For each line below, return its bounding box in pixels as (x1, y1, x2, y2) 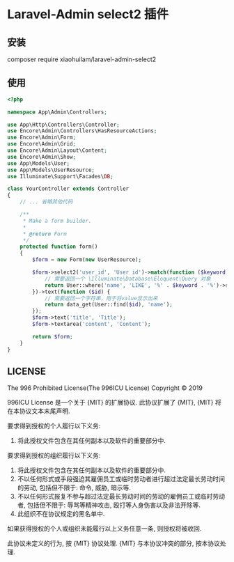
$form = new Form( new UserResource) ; (32, 256, 141, 263)
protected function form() (19, 243, 98, 251)
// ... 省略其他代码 (19, 198, 73, 205)
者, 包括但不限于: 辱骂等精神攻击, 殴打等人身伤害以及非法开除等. (17, 501, 201, 509)
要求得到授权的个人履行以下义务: (7, 422, 101, 430)
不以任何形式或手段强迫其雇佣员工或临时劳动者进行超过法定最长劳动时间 (17, 475, 225, 483)
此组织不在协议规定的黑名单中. (17, 510, 105, 518)
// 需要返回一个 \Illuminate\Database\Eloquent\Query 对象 (44, 275, 211, 282)
